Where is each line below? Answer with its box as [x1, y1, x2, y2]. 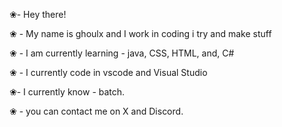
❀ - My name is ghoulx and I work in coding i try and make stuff [9, 28, 272, 39]
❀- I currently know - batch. [9, 86, 126, 98]
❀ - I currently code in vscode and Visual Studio [9, 67, 208, 78]
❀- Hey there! [9, 9, 67, 20]
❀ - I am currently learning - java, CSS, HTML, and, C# [9, 47, 235, 59]
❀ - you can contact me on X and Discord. [9, 105, 184, 117]
